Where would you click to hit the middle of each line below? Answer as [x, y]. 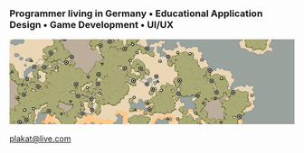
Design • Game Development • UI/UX [92, 24]
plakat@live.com [40, 139]
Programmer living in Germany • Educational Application [136, 13]
